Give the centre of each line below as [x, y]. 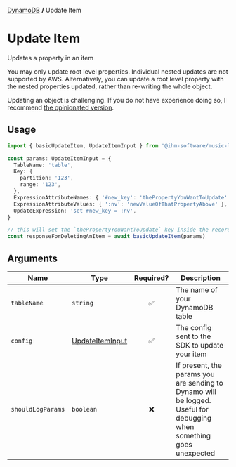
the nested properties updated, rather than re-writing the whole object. [110, 86]
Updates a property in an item [50, 58]
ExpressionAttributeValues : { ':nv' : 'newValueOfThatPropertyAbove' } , [121, 204]
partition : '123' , [47, 178]
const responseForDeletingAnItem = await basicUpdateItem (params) [106, 237]
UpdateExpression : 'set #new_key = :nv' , [75, 211]
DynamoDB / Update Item [45, 10]
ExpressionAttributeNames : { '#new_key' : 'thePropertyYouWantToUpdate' [121, 197]
